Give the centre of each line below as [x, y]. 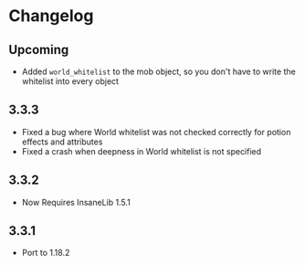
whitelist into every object [70, 81]
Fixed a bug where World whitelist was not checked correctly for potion [156, 132]
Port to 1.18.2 [46, 253]
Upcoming [39, 50]
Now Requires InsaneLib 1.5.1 [76, 202]
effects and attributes [62, 142]
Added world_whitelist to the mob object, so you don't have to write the [158, 71]
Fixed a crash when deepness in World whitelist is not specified [142, 151]
